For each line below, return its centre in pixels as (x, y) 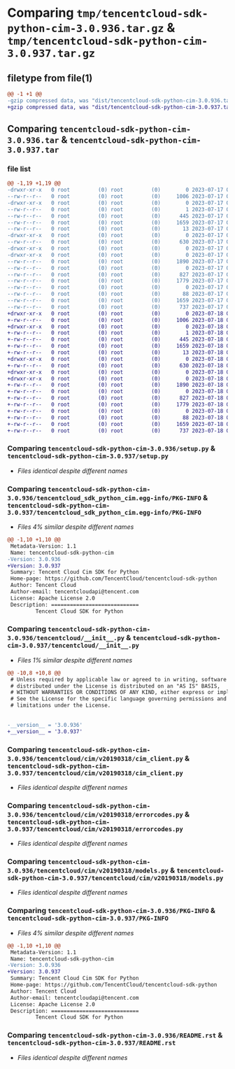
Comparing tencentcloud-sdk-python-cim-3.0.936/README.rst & (115, 1035)
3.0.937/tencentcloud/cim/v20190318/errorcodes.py (95, 829)
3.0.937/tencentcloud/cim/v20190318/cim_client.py (95, 773)
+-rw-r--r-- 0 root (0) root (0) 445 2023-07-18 (115, 340)
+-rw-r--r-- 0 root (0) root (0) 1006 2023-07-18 (115, 320)
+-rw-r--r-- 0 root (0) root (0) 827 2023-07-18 (115, 398)
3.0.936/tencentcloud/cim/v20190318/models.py (88, 871)
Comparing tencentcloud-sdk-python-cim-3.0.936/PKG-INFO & (111, 911)
